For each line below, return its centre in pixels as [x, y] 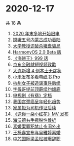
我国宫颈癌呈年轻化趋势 [37, 101]
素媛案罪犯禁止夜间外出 [37, 126]
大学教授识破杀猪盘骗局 [37, 46]
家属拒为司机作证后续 [34, 107]
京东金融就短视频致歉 [34, 64]
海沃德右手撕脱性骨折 [34, 120]
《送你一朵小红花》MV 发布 [41, 114]
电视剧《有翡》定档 [32, 95]
